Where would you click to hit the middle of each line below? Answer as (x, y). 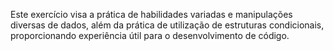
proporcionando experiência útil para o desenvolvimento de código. (150, 35)
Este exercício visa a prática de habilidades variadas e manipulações (151, 14)
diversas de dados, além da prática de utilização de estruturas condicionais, (167, 25)
